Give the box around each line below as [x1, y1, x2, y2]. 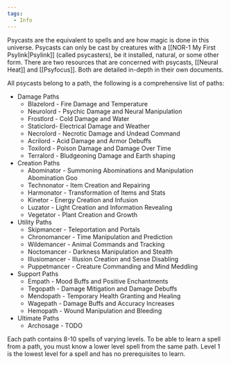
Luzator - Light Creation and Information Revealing [27, 203, 173, 211]
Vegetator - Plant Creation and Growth [27, 210, 137, 219]
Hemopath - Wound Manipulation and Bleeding [27, 307, 162, 315]
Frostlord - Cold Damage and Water [27, 114, 130, 122]
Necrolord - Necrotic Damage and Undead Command [27, 129, 180, 138]
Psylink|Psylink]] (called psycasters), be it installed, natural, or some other [7, 50, 220, 59]
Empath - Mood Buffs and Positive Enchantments [27, 277, 169, 285]
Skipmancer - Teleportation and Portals [27, 225, 141, 234]
